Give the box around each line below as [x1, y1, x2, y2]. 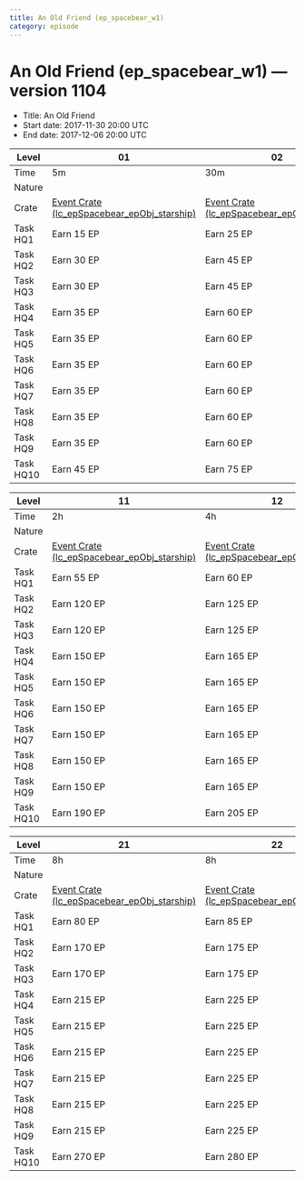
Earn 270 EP [51, 1151, 106, 1164]
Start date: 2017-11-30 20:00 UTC [22, 120, 150, 131]
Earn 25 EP [204, 228, 253, 241]
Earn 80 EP [51, 915, 100, 928]
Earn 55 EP [51, 572, 100, 585]
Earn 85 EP [204, 915, 253, 928]
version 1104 [9, 80, 107, 101]
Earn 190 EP [51, 806, 106, 819]
